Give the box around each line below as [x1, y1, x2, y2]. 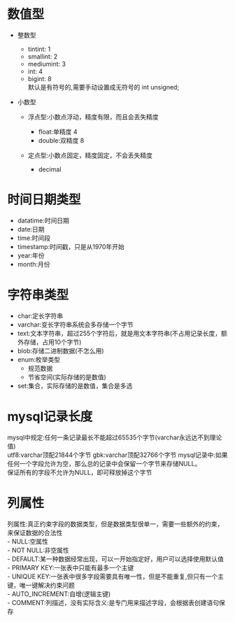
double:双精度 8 [38, 136, 85, 144]
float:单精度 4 [38, 127, 78, 136]
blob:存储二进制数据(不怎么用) [17, 346, 104, 355]
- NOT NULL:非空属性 [7, 546, 70, 554]
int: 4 [27, 67, 43, 76]
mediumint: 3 [27, 59, 66, 68]
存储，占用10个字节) [23, 337, 82, 346]
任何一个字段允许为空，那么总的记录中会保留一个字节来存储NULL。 [7, 459, 201, 467]
